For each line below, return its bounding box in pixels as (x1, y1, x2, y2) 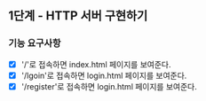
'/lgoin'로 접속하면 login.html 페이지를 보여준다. (20, 70, 187, 81)
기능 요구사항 (8, 37, 61, 50)
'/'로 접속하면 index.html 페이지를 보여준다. (20, 58, 171, 69)
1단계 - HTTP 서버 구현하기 (8, 8, 148, 24)
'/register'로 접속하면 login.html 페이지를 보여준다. (20, 81, 197, 91)
